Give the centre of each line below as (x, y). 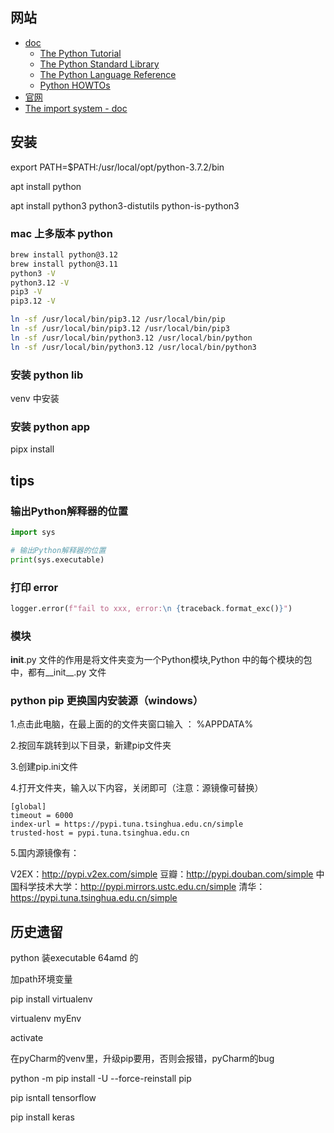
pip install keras (42, 1117)
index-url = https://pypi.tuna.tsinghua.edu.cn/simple (127, 824)
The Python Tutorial (80, 53)
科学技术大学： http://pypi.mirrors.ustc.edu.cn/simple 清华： (142, 887)
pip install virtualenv (51, 999)
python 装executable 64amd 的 (74, 958)
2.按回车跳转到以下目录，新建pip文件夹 (91, 745)
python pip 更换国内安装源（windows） (107, 700)
